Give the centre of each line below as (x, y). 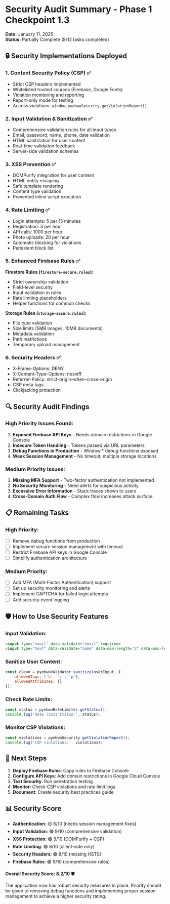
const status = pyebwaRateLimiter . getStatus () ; (56, 710)
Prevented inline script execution (47, 197)
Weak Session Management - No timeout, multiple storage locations (84, 456)
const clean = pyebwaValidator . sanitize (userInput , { (63, 672)
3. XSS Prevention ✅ (31, 164)
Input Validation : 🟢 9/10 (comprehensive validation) (67, 831)
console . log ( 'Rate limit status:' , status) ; (53, 714)
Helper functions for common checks (51, 303)
